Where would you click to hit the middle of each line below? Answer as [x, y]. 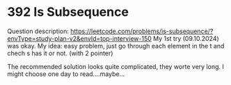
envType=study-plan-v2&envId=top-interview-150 [79, 38]
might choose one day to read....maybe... [66, 74]
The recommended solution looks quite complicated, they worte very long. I [115, 66]
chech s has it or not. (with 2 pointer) [60, 53]
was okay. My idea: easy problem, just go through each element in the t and [116, 46]
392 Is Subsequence [68, 12]
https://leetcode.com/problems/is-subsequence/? [142, 31]
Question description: [38, 31]
